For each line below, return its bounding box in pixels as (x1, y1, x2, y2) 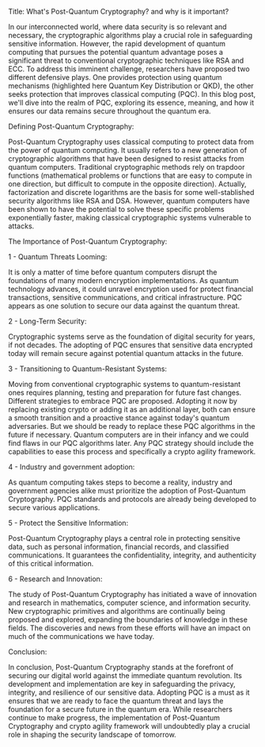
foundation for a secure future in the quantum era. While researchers (8, 705, 233, 714)
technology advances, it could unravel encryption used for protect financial (8, 285, 254, 293)
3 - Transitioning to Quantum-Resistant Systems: (8, 364, 168, 373)
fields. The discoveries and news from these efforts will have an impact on (8, 623, 251, 633)
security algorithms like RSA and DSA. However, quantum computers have (8, 196, 251, 205)
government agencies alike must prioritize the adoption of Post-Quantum (8, 486, 246, 495)
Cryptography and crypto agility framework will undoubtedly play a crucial (8, 722, 251, 730)
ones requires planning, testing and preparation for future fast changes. (8, 388, 242, 397)
